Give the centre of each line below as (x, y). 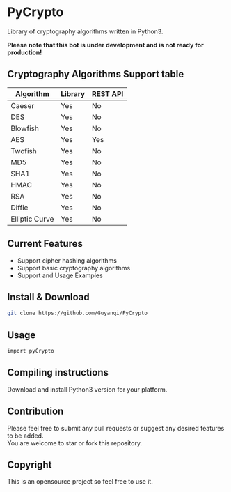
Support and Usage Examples (60, 275)
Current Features (45, 244)
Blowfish (25, 128)
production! (25, 52)
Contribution (35, 412)
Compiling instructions (58, 372)
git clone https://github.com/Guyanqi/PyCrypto (78, 313)
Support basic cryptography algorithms (74, 268)
